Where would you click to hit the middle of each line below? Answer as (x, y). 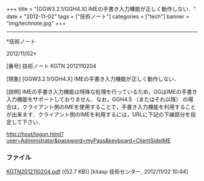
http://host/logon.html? (35, 134)
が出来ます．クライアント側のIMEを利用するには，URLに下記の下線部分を (99, 114)
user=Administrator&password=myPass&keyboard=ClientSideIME (89, 140)
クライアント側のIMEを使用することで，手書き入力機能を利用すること (109, 107)
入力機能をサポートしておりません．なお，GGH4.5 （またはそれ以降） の (97, 99)
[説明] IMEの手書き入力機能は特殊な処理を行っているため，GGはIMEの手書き (102, 92)
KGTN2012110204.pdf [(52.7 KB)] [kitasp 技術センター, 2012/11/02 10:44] (97, 172)
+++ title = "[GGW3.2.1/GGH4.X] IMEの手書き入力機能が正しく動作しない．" (101, 9)
